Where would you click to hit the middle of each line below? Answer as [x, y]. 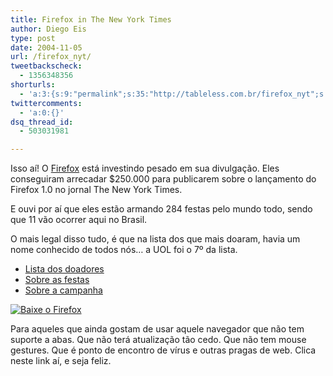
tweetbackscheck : [46, 66]
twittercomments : [46, 103]
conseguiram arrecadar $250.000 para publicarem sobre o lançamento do [163, 179]
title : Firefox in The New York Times [91, 19]
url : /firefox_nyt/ [51, 57]
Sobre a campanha [63, 290]
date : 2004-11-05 [46, 47]
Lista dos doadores [64, 269]
